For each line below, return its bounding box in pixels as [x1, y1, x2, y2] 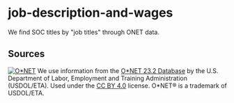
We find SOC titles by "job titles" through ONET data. [8, 28, 159, 36]
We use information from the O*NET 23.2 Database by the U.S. [37, 66, 219, 74]
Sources [8, 48, 45, 60]
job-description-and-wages [8, 5, 173, 21]
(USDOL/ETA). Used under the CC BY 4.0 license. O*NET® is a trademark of [8, 81, 227, 90]
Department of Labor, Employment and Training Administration [8, 74, 187, 82]
